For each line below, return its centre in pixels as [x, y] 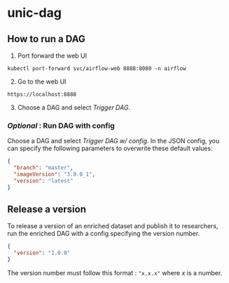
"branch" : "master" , [43, 168]
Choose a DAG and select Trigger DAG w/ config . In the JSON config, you [113, 141]
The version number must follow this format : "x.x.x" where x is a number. [115, 273]
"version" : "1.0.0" [42, 253]
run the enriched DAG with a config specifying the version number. [104, 234]
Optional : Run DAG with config [61, 126]
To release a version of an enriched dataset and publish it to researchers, [113, 226]
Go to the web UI [42, 81]
